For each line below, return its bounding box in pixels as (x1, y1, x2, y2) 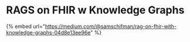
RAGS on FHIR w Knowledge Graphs (6, 3, 185, 17)
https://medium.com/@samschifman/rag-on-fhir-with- (45, 23, 177, 30)
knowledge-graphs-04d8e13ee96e (6, 29, 91, 36)
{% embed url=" (6, 23, 46, 30)
